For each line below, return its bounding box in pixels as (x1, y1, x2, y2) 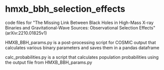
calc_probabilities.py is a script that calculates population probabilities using (5, 54, 159, 60)
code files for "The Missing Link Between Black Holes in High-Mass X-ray (5, 20, 154, 25)
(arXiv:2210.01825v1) (5, 30, 47, 36)
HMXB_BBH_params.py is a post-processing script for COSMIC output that (5, 39, 156, 45)
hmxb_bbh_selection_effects (5, 3, 126, 15)
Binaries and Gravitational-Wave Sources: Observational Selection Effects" (5, 24, 156, 30)
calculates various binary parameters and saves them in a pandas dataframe (5, 45, 160, 50)
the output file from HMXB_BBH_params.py (5, 59, 93, 65)
